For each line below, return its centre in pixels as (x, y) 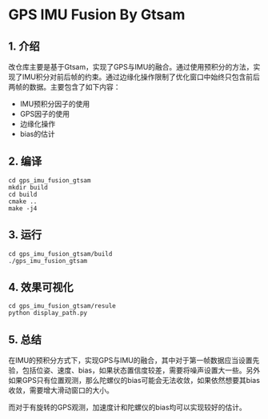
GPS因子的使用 (45, 114)
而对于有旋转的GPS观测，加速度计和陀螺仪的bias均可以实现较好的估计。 (127, 407)
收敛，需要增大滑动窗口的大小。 (61, 390)
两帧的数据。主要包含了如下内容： (64, 87)
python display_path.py (48, 313)
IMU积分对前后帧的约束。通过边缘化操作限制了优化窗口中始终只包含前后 (141, 77)
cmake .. (23, 202)
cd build (23, 194)
